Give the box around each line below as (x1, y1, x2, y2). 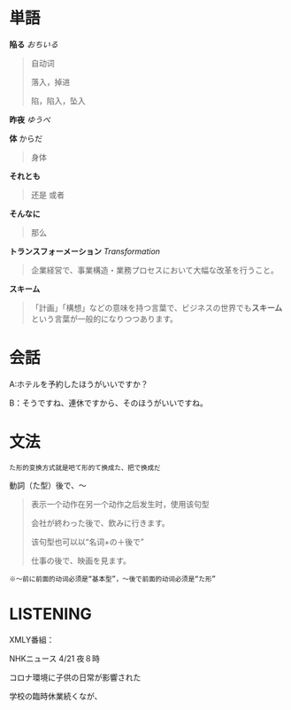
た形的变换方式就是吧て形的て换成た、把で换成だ (9, 463, 161, 472)
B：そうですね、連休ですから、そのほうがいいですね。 (9, 397, 208, 408)
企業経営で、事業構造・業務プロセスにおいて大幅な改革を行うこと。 (30, 265, 279, 275)
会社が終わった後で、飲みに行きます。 (30, 517, 170, 528)
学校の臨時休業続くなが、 (9, 691, 103, 701)
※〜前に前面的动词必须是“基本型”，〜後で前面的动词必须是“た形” (9, 575, 217, 583)
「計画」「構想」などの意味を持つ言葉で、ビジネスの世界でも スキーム (30, 302, 283, 313)
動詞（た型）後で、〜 (9, 480, 87, 490)
